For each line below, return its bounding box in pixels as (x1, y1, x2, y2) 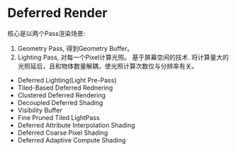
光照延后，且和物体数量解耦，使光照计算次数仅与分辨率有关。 (17, 61, 198, 70)
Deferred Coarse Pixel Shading (17, 128, 108, 137)
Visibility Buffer (17, 106, 62, 114)
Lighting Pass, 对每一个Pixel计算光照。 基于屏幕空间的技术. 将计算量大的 (17, 53, 229, 61)
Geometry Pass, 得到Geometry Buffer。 (17, 44, 134, 52)
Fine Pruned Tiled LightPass (17, 113, 101, 121)
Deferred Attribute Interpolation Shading (17, 121, 135, 129)
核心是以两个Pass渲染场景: (7, 29, 86, 37)
